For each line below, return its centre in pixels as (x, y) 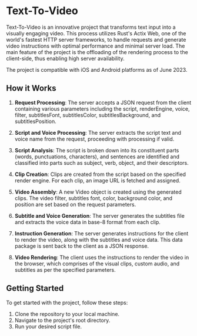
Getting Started (35, 289)
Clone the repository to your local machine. (67, 314)
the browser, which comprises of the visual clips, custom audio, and (97, 264)
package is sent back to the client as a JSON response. (81, 246)
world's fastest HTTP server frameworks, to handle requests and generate (96, 39)
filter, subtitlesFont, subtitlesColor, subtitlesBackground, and (88, 115)
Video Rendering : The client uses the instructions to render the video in (102, 257)
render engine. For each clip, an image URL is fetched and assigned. (97, 180)
